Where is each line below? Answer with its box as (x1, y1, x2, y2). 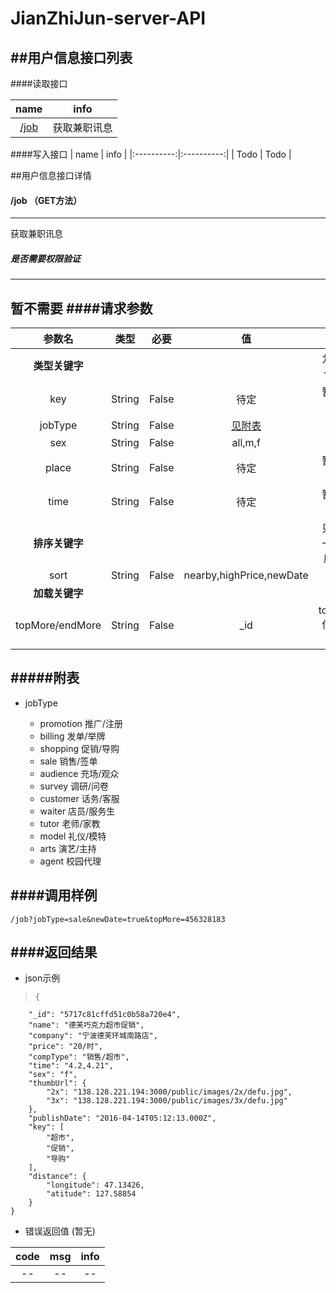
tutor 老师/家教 (39, 817, 101, 829)
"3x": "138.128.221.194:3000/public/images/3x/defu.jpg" (46, 1096, 288, 1106)
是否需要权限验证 (10, 252, 81, 264)
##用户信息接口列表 (10, 49, 133, 66)
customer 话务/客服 (39, 792, 120, 804)
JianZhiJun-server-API (10, 7, 207, 30)
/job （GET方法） (10, 194, 83, 206)
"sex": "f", (28, 1070, 78, 1080)
